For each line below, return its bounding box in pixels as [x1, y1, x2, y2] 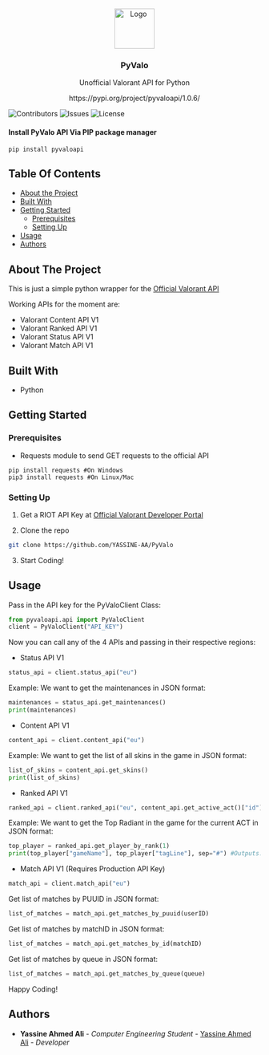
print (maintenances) [8, 706, 78, 714]
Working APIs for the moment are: [8, 299, 120, 309]
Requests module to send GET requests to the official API [19, 450, 210, 461]
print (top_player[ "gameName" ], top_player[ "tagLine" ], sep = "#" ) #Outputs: [8, 850, 263, 858]
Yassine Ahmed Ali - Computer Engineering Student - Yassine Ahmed [19, 1029, 252, 1038]
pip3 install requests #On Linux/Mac [8, 473, 134, 481]
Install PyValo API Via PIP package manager [8, 127, 158, 136]
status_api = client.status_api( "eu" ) [8, 668, 138, 677]
